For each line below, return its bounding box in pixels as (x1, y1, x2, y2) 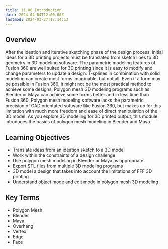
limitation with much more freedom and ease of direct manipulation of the (5, 108, 157, 114)
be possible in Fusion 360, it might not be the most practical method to (5, 81, 152, 87)
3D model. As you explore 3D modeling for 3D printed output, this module (5, 113, 158, 119)
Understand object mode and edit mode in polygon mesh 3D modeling (12, 179, 158, 185)
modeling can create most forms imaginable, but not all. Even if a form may (5, 76, 161, 82)
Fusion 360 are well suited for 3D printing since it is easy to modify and (5, 65, 153, 71)
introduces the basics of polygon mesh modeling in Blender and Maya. (5, 119, 152, 125)
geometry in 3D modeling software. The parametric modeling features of (5, 60, 156, 66)
